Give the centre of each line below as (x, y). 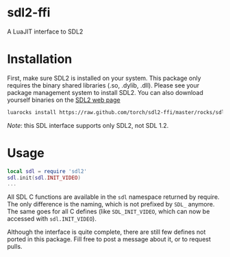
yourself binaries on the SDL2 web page (64, 100)
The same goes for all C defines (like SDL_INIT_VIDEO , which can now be (108, 212)
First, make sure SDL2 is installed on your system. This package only (104, 78)
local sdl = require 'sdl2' (47, 171)
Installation (40, 59)
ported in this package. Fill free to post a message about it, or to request (109, 239)
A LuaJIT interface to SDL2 (45, 31)
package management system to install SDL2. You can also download (105, 92)
